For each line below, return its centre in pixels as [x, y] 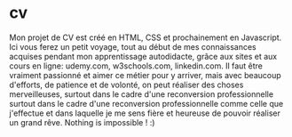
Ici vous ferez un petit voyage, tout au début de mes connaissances [133, 46]
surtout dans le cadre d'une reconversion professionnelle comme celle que [146, 103]
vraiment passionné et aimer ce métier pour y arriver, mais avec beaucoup [145, 75]
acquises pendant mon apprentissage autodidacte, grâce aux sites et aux [143, 56]
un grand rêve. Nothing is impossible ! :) [82, 122]
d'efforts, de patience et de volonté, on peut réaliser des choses [126, 85]
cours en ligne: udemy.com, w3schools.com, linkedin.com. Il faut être [136, 66]
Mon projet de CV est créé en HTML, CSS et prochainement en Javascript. [146, 37]
